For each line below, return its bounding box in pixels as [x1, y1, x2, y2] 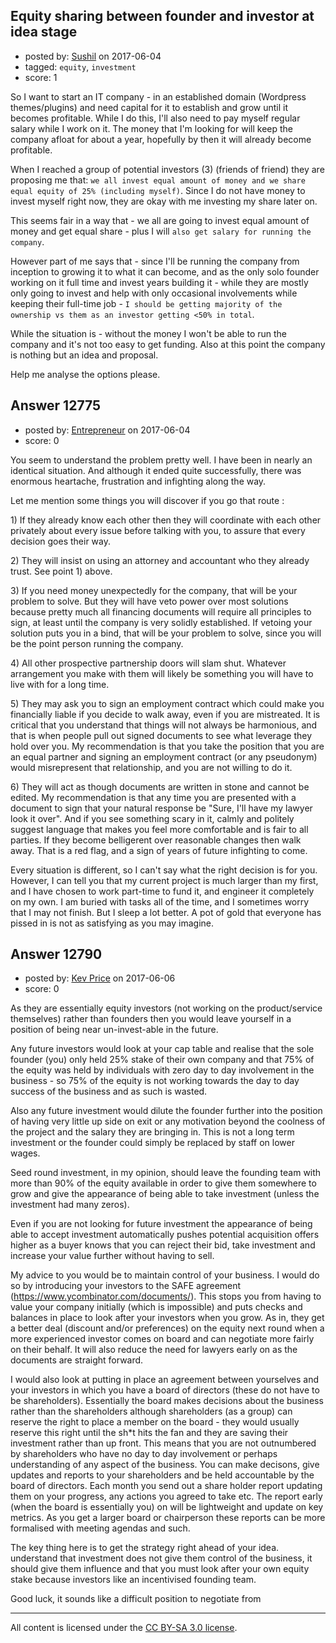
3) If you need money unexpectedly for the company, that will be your [10, 584, 298, 596]
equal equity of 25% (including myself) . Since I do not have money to [10, 184, 306, 196]
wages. [10, 1147, 41, 1159]
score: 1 [24, 71, 58, 83]
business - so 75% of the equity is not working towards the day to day [10, 1075, 300, 1087]
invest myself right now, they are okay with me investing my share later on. [10, 195, 318, 207]
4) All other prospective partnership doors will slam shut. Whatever [10, 657, 287, 669]
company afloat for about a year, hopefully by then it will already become [10, 133, 312, 145]
